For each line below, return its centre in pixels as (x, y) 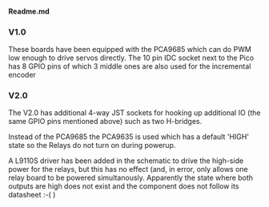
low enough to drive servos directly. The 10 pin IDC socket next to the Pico (131, 58)
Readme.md (29, 11)
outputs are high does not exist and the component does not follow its (124, 186)
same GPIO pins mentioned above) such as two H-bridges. (105, 121)
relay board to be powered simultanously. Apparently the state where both (131, 178)
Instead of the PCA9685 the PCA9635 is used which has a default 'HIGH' (129, 137)
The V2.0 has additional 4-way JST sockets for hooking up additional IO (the (134, 113)
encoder (22, 74)
